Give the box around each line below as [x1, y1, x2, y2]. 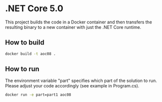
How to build [5, 39, 45, 47]
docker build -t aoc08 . [5, 51, 56, 56]
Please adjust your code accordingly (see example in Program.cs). [5, 83, 139, 89]
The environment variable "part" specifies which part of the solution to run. [5, 78, 157, 83]
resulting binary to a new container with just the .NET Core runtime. [5, 24, 141, 30]
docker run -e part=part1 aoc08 [5, 92, 71, 98]
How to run [5, 65, 40, 73]
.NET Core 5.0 [5, 3, 64, 14]
